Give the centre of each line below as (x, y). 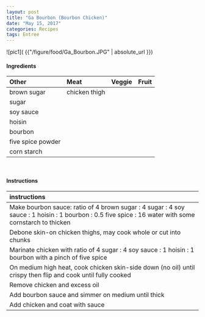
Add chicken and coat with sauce (57, 304)
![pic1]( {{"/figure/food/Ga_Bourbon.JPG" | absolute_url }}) (80, 52)
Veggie (122, 82)
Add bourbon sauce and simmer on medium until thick (87, 294)
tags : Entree (23, 35)
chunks (20, 240)
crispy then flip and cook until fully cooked (70, 275)
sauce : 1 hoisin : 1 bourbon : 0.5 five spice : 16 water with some (102, 215)
